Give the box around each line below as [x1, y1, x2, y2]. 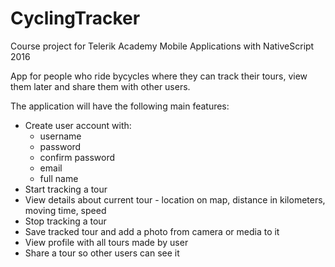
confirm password [39, 151, 116, 163]
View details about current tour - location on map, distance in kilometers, [24, 193, 326, 206]
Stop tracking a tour [24, 215, 107, 227]
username [39, 130, 82, 142]
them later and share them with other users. [10, 80, 191, 92]
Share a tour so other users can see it [24, 247, 180, 259]
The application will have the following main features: [10, 100, 230, 112]
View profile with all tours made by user [24, 236, 189, 248]
